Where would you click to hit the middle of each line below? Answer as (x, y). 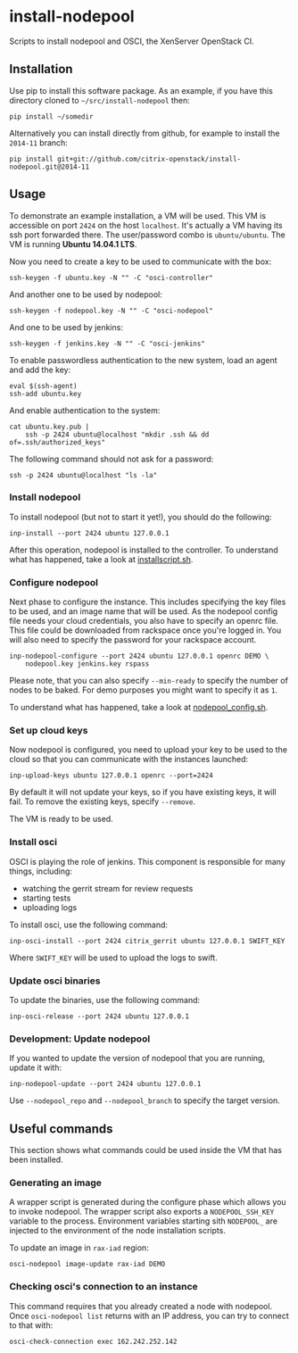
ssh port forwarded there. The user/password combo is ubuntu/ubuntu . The (147, 235)
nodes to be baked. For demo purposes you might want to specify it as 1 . (144, 690)
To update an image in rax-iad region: (79, 1248)
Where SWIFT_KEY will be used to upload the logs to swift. (114, 958)
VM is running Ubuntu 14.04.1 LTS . (73, 244)
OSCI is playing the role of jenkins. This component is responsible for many (147, 861)
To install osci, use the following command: (88, 925)
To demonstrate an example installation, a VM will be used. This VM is (137, 215)
